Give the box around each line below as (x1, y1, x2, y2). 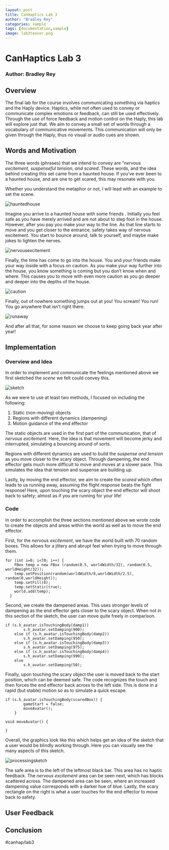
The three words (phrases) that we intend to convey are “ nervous (5, 160, 141, 166)
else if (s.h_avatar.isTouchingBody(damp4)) (14, 649, 109, 654)
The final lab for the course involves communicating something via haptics (5, 99, 160, 106)
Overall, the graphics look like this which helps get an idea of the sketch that (5, 737, 164, 743)
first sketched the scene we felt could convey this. (5, 375, 110, 381)
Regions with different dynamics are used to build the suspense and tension (5, 451, 163, 457)
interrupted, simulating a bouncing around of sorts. (5, 441, 111, 447)
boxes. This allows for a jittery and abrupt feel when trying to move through (5, 542, 162, 548)
